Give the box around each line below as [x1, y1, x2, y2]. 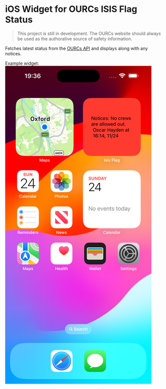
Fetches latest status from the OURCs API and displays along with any [5, 45, 148, 51]
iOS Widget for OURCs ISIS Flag [5, 3, 137, 15]
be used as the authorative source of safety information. [17, 36, 132, 42]
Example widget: [5, 60, 40, 66]
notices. [5, 51, 22, 57]
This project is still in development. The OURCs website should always [17, 30, 161, 36]
